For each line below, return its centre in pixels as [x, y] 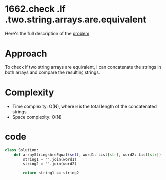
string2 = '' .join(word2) [50, 164]
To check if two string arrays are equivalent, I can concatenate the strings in [83, 67]
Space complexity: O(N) [37, 117]
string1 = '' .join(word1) [50, 159]
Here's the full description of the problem [47, 33]
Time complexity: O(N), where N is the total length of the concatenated [84, 106]
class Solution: [22, 150]
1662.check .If [35, 9]
